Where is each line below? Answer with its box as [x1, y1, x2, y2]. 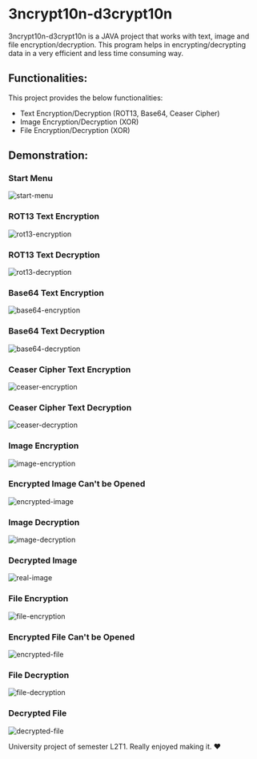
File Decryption [8, 669, 70, 680]
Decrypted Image [8, 555, 78, 566]
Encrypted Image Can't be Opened [8, 478, 146, 490]
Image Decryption [8, 516, 80, 527]
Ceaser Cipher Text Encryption [8, 364, 131, 375]
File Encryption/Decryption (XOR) [19, 125, 131, 135]
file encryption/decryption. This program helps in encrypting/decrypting [8, 39, 247, 49]
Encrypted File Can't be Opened [8, 631, 135, 642]
